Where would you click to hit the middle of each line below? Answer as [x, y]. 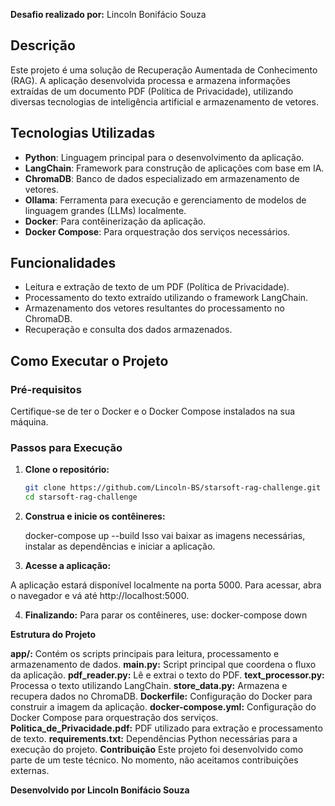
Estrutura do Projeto [53, 635]
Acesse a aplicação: [68, 566]
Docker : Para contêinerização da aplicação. [115, 221]
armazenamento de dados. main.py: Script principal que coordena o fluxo [163, 665]
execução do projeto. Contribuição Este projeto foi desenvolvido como [157, 750]
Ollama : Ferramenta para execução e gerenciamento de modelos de [165, 200]
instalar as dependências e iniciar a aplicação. [120, 546]
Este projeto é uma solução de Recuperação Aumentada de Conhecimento [164, 70]
